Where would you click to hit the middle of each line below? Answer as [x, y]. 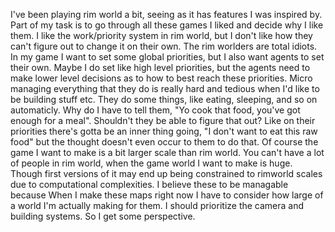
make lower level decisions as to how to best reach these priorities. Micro [161, 78]
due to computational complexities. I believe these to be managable [149, 184]
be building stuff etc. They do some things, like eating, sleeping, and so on [164, 99]
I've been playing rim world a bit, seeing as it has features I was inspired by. [166, 14]
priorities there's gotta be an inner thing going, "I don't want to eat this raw [164, 131]
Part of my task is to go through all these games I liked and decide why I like [167, 25]
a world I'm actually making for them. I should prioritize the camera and [157, 205]
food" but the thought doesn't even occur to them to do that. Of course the [164, 142]
